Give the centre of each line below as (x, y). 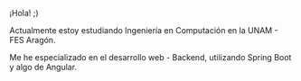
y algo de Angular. (43, 67)
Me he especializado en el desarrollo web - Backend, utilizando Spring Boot (150, 57)
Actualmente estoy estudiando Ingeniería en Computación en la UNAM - (144, 30)
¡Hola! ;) (24, 13)
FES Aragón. (33, 40)
